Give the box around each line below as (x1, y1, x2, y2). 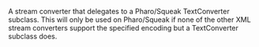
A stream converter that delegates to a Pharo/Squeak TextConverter (8, 7, 231, 16)
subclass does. (8, 31, 58, 41)
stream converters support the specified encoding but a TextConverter (8, 23, 239, 32)
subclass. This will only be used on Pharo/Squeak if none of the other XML (8, 15, 251, 24)
